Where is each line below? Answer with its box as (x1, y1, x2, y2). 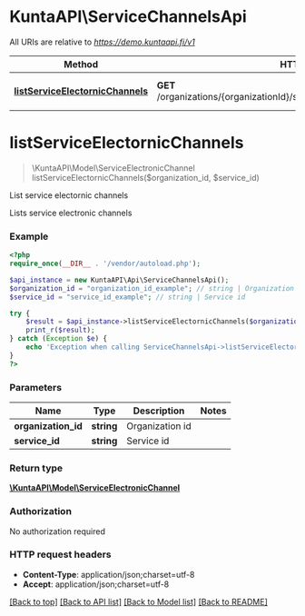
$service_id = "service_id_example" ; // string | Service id (9, 293, 246, 302)
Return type (9, 462, 64, 474)
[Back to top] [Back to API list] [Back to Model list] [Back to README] (9, 596, 268, 607)
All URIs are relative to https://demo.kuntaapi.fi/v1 (9, 36, 195, 47)
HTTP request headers (9, 548, 112, 561)
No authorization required (9, 525, 106, 537)
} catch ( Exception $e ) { (9, 334, 107, 343)
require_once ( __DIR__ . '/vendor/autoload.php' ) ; (9, 259, 202, 269)
